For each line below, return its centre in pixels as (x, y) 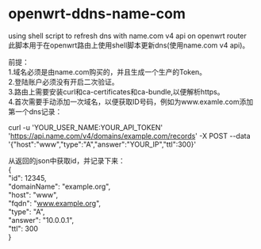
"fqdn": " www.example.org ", (55, 203)
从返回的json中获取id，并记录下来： (67, 160)
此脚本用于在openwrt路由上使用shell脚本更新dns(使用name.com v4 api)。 (129, 45)
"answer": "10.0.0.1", (41, 220)
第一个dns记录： (35, 111)
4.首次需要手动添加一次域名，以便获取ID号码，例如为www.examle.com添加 (131, 102)
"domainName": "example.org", (59, 186)
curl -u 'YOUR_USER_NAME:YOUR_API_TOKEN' (86, 127)
